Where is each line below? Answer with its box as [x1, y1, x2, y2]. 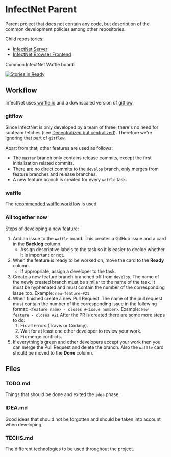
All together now [5, 214, 47, 221]
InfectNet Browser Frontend [12, 51, 71, 57]
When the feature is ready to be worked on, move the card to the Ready [12, 257, 164, 263]
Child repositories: [5, 36, 44, 42]
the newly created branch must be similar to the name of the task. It [12, 279, 155, 285]
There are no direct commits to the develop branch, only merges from [12, 165, 159, 172]
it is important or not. [20, 252, 65, 258]
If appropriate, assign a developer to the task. [20, 268, 116, 274]
